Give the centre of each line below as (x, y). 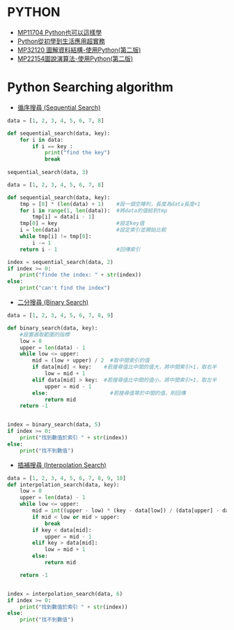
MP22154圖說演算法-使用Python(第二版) (75, 58)
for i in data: (42, 140)
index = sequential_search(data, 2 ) (60, 262)
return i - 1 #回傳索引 (80, 249)
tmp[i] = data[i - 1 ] (64, 217)
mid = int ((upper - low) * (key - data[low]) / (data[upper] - (126, 511)
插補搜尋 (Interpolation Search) (62, 464)
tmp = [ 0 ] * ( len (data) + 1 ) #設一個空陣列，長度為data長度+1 (110, 204)
